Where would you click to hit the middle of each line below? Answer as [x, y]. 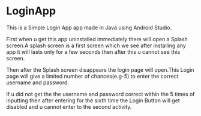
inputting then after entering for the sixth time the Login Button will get [93, 100]
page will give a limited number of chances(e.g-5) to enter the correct [92, 76]
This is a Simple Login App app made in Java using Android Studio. [89, 28]
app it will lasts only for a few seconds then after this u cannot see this [93, 51]
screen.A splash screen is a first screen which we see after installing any [96, 45]
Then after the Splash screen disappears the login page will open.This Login [100, 69]
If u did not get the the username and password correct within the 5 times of [100, 94]
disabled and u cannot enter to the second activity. [69, 106]
